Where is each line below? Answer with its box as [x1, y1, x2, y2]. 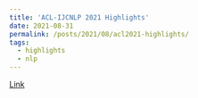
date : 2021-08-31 [9, 21, 74, 30]
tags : [9, 37, 29, 47]
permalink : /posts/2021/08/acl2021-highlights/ [9, 29, 190, 38]
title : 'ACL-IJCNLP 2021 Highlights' [9, 12, 150, 22]
